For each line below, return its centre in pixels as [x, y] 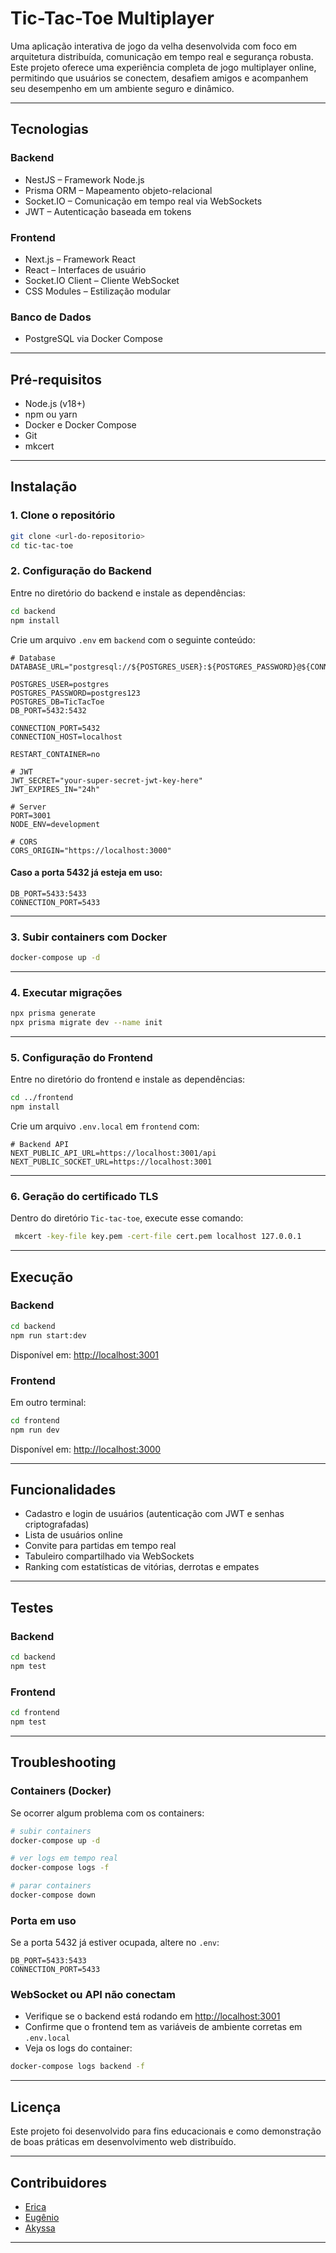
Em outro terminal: [48, 1402]
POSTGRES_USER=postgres [60, 684]
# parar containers [51, 1886]
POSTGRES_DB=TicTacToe [57, 702]
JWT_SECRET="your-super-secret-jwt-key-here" [106, 780]
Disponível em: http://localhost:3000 [86, 1449]
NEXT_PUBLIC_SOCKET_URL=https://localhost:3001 [111, 1162]
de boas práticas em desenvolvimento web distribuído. [123, 2142]
